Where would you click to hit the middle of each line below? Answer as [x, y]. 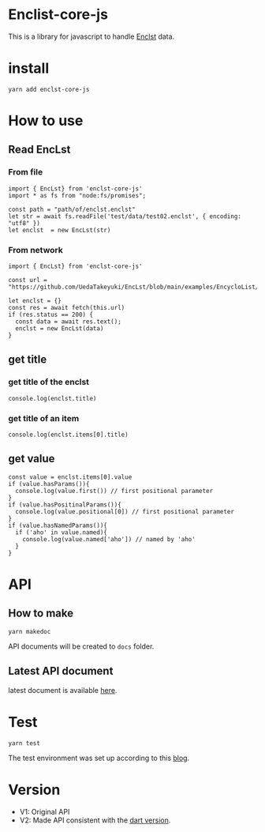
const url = [28, 280]
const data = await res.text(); [69, 322]
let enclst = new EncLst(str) [60, 230]
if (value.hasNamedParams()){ [58, 525]
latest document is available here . [63, 690]
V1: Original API [45, 811]
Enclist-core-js [58, 15]
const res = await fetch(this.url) [67, 308]
